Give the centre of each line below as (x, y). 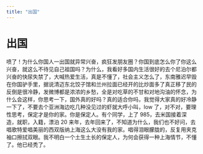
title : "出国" (23, 12)
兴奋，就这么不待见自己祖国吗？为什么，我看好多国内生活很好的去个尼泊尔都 (101, 69)
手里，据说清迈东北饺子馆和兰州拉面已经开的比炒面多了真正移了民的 (112, 84)
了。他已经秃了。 (27, 144)
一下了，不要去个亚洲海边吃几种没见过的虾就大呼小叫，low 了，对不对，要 (99, 107)
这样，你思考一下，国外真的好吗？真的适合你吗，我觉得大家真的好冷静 (109, 99)
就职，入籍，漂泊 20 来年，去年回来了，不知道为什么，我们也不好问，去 (106, 122)
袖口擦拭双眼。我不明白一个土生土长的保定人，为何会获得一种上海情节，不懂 (101, 137)
